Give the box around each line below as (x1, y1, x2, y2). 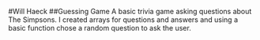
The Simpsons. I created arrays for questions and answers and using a (8, 15, 239, 24)
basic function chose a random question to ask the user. (8, 24, 191, 32)
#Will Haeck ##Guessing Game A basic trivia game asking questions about (8, 7, 252, 16)
